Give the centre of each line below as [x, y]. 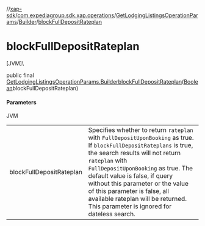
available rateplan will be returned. [138, 199]
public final [20, 75]
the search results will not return [135, 153]
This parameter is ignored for [130, 206]
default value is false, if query [131, 176]
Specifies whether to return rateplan [141, 130]
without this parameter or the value [138, 184]
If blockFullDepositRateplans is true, [141, 145]
